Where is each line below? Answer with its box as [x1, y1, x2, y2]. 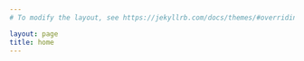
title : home [9, 38, 54, 47]
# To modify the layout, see [9, 13, 119, 22]
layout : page [9, 29, 59, 39]
